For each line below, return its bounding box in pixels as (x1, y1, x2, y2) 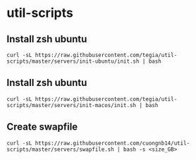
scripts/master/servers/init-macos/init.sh (6, 101, 137, 109)
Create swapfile (6, 121, 78, 133)
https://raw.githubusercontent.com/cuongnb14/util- (35, 140, 190, 147)
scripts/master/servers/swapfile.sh (6, 146, 114, 153)
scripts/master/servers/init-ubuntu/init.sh (6, 58, 140, 65)
